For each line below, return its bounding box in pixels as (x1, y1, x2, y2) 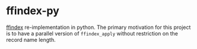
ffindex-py (6, 4, 59, 18)
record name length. (6, 36, 56, 43)
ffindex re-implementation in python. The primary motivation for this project (6, 24, 191, 31)
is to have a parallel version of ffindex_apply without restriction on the (6, 30, 178, 37)
